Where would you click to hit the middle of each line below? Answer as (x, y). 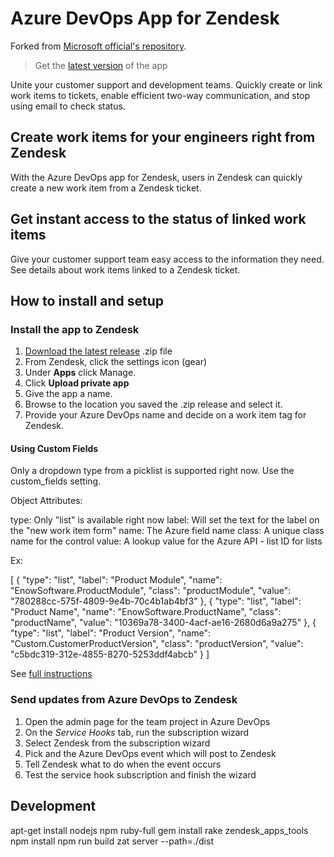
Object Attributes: (46, 501)
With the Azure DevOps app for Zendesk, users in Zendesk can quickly (156, 177)
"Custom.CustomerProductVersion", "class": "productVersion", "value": (157, 644)
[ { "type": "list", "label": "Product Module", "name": (116, 580)
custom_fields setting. (56, 481)
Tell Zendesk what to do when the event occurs (123, 764)
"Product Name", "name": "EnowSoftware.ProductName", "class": (146, 612)
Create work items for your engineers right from (163, 137)
